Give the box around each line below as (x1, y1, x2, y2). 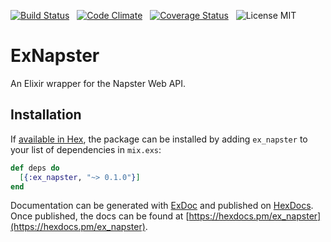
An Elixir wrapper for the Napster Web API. (10, 77, 187, 89)
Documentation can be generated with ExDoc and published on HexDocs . (10, 200, 314, 212)
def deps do (10, 163, 60, 173)
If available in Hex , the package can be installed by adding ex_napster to (10, 133, 308, 145)
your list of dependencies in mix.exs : (10, 143, 162, 155)
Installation (10, 106, 82, 124)
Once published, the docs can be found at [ (10, 210, 190, 222)
